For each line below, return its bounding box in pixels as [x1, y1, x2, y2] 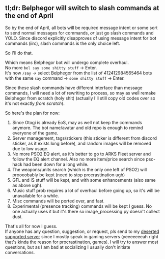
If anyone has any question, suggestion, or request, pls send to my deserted [5, 228, 160, 234]
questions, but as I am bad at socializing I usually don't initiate [5, 244, 131, 250]
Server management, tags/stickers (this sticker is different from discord [12, 135, 157, 141]
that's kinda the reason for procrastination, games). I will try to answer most [5, 239, 159, 245]
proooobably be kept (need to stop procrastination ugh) [12, 172, 125, 178]
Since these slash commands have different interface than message [5, 85, 143, 91]
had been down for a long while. [23, 161, 89, 167]
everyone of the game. [12, 130, 58, 136]
